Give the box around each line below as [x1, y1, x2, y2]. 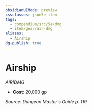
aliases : [5, 31, 24, 36]
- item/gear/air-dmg [10, 26, 53, 31]
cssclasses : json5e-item [5, 12, 57, 17]
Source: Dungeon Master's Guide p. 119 [5, 98, 87, 104]
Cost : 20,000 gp [12, 89, 47, 95]
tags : [5, 17, 17, 22]
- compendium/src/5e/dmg [10, 21, 62, 27]
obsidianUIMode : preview [5, 7, 57, 13]
